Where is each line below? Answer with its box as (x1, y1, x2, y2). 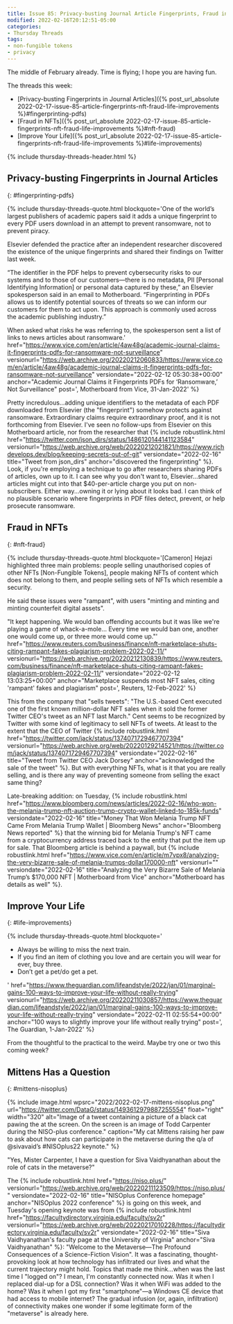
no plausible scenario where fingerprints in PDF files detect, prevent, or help (7, 494, 225, 502)
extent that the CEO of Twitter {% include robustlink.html (7, 727, 169, 735)
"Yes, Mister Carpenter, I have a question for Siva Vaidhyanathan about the (7, 1156, 221, 1164)
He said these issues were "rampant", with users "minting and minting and (7, 596, 220, 604)
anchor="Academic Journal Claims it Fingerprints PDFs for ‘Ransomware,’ (7, 377, 218, 386)
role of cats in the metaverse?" (7, 1163, 95, 1171)
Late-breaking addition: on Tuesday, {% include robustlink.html (7, 792, 187, 800)
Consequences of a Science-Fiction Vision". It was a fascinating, (7, 1250, 192, 1259)
